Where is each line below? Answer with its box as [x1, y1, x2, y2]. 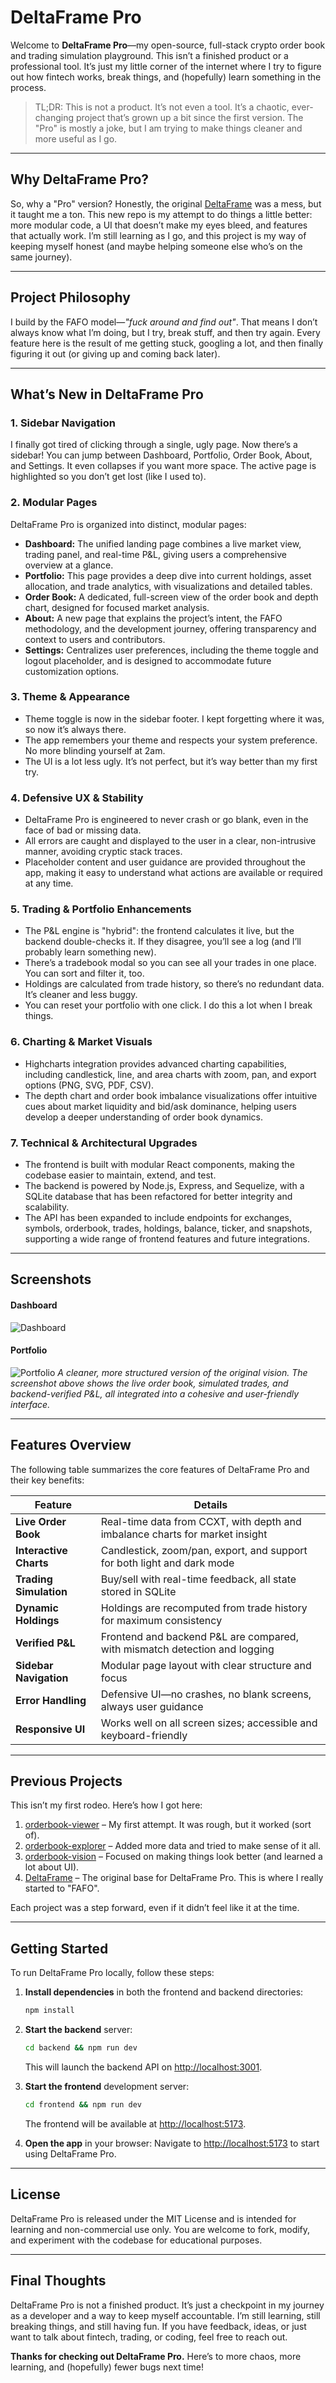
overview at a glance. [24, 559, 114, 571]
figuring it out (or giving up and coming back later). [10, 347, 221, 360]
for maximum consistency [100, 1613, 223, 1627]
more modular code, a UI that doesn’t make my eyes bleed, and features [10, 219, 308, 231]
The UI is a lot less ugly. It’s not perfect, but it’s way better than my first [24, 755, 318, 767]
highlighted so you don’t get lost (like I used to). [10, 471, 207, 483]
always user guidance [100, 1699, 204, 1713]
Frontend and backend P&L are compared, [100, 1629, 299, 1643]
